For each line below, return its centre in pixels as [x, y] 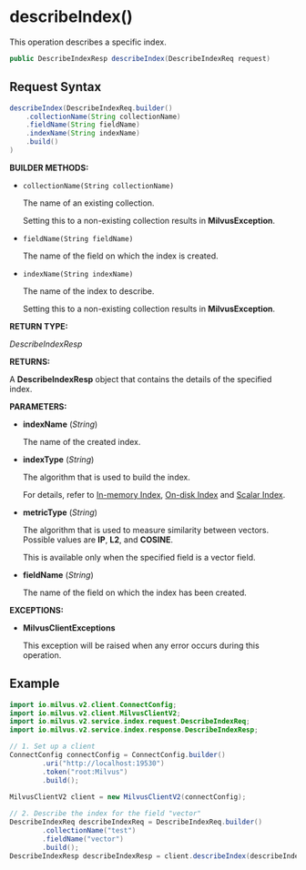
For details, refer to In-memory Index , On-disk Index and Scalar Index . [154, 494]
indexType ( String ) [58, 459]
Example [35, 684]
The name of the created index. [82, 441]
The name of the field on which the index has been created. [135, 592]
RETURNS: [30, 361]
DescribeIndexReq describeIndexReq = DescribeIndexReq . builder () [136, 822]
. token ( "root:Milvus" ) [85, 772]
